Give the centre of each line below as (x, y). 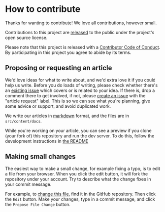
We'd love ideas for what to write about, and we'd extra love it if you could (81, 80)
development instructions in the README (47, 141)
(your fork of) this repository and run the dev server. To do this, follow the (80, 136)
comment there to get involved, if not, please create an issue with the (75, 95)
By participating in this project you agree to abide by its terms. (68, 52)
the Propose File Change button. (38, 204)
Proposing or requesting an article (59, 68)
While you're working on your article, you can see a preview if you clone (78, 130)
